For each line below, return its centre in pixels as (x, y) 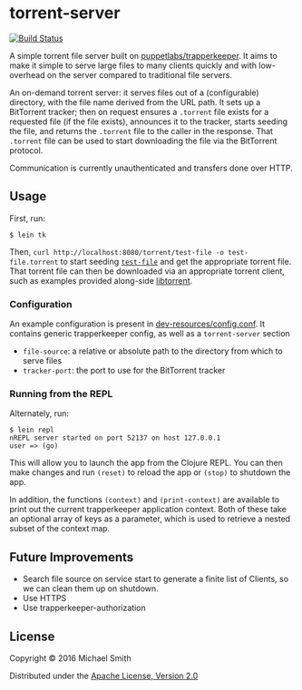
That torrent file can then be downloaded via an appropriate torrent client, (147, 271)
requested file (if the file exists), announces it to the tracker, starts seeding (149, 121)
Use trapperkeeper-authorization (84, 608)
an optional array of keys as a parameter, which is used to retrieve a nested (150, 519)
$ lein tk (28, 235)
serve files (42, 361)
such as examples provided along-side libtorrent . (101, 280)
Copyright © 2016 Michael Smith (70, 658)
